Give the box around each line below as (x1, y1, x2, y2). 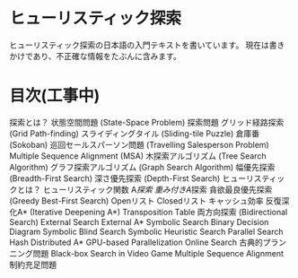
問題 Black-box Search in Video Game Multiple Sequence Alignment (32, 248, 285, 258)
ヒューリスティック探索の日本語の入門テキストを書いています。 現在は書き (9, 39, 285, 50)
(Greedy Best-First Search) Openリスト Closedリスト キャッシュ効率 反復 (9, 195, 282, 206)
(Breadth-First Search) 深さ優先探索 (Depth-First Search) (9, 172, 221, 184)
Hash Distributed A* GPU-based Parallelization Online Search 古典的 (9, 237, 263, 248)
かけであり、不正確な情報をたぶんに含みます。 (9, 50, 181, 61)
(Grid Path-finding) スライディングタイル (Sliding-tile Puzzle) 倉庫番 (9, 127, 260, 139)
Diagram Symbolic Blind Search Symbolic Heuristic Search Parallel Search (9, 226, 284, 237)
